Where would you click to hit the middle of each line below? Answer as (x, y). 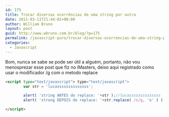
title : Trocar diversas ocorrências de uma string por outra (71, 15)
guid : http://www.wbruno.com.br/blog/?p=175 (53, 33)
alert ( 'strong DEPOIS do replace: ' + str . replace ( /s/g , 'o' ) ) (93, 100)
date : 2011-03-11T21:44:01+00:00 (40, 19)
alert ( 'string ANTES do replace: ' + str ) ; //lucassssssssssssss (92, 96)
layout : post (19, 29)
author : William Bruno (29, 24)
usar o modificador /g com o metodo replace (52, 72)
